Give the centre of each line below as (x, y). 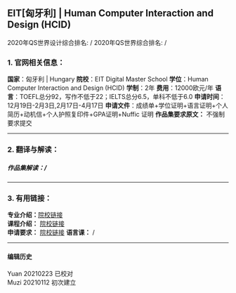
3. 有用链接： (29, 198)
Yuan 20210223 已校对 (40, 273)
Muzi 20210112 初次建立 (42, 282)
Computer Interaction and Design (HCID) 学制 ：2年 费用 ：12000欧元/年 (111, 88)
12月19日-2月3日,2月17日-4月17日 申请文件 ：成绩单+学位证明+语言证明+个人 (118, 105)
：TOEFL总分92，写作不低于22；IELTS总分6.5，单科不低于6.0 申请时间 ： (119, 97)
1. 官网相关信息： (36, 63)
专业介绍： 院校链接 (35, 215)
